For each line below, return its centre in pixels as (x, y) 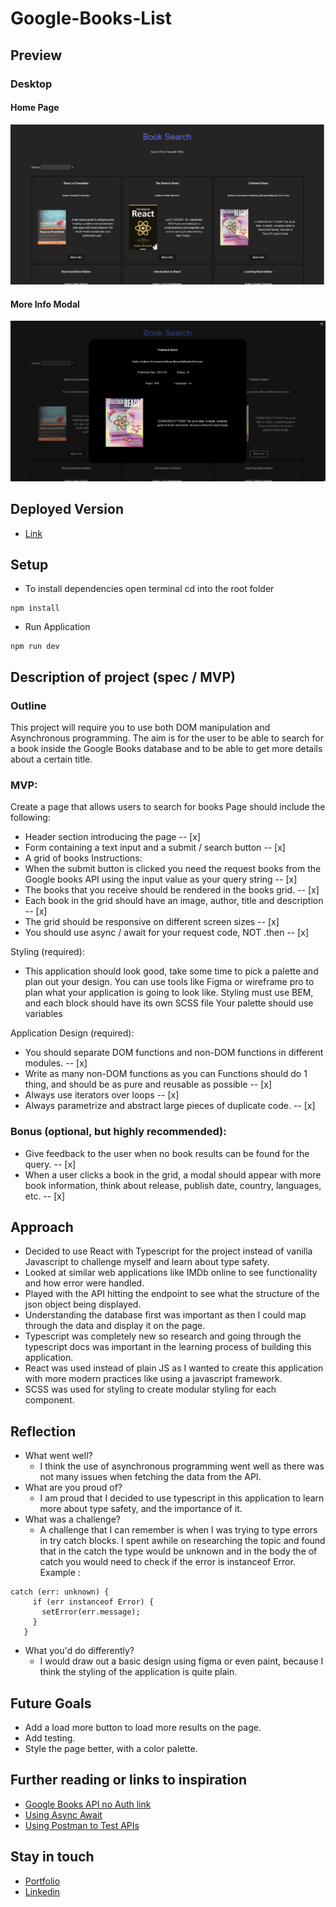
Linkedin (42, 1891)
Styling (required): (47, 952)
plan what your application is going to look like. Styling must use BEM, (169, 993)
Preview (36, 55)
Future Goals (51, 1703)
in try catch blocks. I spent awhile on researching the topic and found (182, 1541)
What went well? (58, 1456)
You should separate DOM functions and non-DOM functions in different (174, 1053)
